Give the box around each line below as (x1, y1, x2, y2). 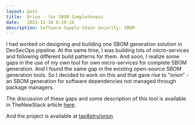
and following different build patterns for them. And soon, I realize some (6, 53, 180, 60)
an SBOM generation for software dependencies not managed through (6, 78, 177, 85)
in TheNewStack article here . (6, 101, 76, 108)
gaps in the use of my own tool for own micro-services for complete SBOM (6, 59, 187, 66)
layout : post (6, 8, 38, 15)
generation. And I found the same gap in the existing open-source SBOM (6, 65, 182, 73)
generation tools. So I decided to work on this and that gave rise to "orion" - (6, 72, 189, 78)
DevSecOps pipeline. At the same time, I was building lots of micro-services (6, 47, 189, 54)
